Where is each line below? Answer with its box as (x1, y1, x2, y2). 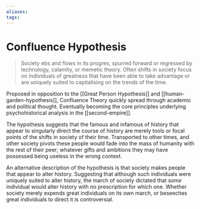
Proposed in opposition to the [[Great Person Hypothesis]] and (6, 90, 161, 97)
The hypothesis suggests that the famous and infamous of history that (6, 121, 179, 128)
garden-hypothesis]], (6, 97, 59, 104)
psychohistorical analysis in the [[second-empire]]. (6, 109, 132, 116)
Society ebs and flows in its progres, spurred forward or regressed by (20, 60, 193, 67)
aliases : (6, 8, 28, 15)
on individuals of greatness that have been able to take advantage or (20, 72, 190, 79)
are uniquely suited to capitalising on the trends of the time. (20, 79, 168, 86)
